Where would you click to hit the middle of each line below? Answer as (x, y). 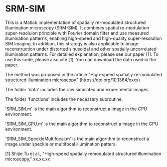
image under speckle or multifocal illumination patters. (61, 144)
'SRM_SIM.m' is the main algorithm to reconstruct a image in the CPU (76, 109)
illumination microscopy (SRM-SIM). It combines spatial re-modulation (77, 27)
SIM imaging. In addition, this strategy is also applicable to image (72, 43)
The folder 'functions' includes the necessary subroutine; (64, 99)
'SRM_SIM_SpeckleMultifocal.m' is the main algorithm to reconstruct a (77, 139)
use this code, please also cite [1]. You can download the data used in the (81, 59)
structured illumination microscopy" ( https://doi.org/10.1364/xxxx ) (73, 80)
